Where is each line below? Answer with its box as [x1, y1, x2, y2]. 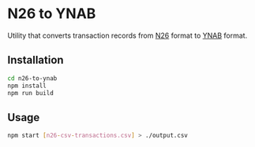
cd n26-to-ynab [7, 74, 58, 83]
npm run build [7, 89, 54, 97]
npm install [7, 82, 47, 90]
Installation [7, 53, 64, 67]
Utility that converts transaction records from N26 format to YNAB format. [7, 31, 248, 40]
